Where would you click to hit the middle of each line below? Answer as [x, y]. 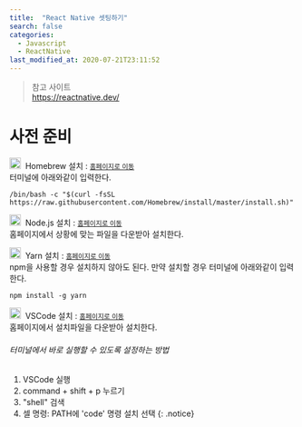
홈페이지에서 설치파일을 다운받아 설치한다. [83, 327]
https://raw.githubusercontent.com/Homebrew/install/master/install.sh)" [152, 202]
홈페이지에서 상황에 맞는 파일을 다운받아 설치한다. [97, 233]
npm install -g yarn [49, 295]
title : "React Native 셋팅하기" [69, 18]
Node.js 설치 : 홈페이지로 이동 [73, 223]
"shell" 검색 [44, 402]
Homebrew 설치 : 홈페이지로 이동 [80, 165]
